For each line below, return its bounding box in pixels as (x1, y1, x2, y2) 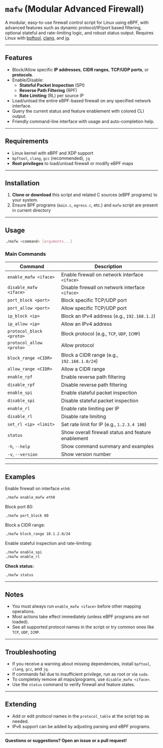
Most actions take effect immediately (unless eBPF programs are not (12, 614, 149, 619)
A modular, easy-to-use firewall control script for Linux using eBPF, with (5, 19, 149, 25)
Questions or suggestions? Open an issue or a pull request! (5, 737, 127, 743)
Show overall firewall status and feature (61, 429, 151, 436)
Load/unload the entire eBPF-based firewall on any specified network (12, 97, 151, 103)
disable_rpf (7, 382, 35, 388)
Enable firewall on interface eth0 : (5, 486, 71, 491)
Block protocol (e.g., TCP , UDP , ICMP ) (61, 330, 141, 337)
